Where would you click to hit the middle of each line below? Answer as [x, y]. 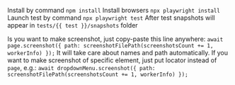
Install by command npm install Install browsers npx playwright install [114, 10]
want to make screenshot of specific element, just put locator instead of [112, 60]
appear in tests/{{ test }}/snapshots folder [73, 25]
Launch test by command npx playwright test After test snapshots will [111, 18]
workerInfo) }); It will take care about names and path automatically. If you [118, 53]
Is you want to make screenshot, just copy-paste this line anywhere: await [115, 39]
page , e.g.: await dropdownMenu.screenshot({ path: [81, 68]
